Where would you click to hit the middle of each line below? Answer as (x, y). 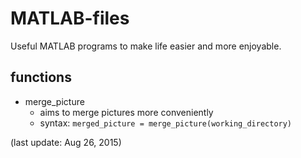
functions (41, 77)
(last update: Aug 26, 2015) (66, 142)
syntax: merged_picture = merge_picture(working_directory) (166, 123)
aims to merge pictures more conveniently (126, 112)
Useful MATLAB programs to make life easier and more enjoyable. (146, 46)
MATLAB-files (70, 18)
